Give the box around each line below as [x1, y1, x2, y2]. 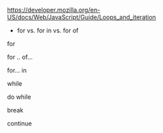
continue [7, 119, 32, 128]
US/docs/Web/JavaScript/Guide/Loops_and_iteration [7, 13, 156, 21]
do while [7, 93, 32, 101]
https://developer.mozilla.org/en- [7, 6, 101, 14]
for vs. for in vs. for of [16, 27, 79, 34]
